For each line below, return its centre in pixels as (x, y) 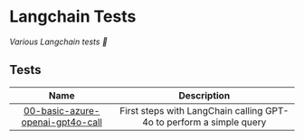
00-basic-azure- (62, 110)
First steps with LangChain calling (191, 110)
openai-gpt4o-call (62, 122)
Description (204, 95)
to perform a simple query (211, 122)
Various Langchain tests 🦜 (59, 42)
